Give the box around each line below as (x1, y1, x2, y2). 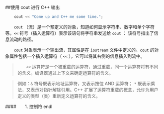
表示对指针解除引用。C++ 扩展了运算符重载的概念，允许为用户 (30, 87, 159, 93)
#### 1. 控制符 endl (5, 104, 53, 110)
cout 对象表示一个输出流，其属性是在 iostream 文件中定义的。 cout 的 (14, 47, 155, 53)
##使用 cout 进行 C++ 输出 (5, 4, 60, 10)
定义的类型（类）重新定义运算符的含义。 (17, 93, 100, 99)
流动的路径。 (9, 36, 36, 42)
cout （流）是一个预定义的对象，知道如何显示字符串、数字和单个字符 (14, 24, 155, 30)
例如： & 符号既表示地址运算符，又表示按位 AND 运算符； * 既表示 (17, 80, 151, 86)
